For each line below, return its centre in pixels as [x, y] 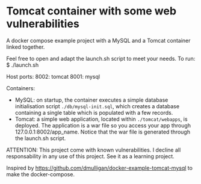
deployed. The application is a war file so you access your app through [103, 125]
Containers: [20, 88]
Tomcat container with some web [91, 11]
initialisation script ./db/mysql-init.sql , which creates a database [97, 106]
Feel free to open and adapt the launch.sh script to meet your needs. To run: [101, 58]
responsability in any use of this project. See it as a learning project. [90, 156]
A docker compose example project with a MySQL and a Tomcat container [98, 40]
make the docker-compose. [41, 174]
